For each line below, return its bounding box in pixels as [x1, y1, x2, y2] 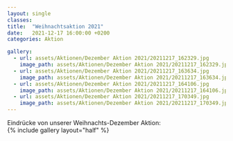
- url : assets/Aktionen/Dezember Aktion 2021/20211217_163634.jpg [13, 67, 209, 75]
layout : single [7, 10, 51, 17]
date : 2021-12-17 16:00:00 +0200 [7, 29, 110, 37]
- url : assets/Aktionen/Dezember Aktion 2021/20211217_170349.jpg [13, 93, 209, 100]
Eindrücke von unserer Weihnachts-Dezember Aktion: [7, 119, 161, 126]
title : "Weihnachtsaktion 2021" [7, 23, 104, 30]
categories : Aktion [7, 36, 64, 43]
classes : [7, 17, 33, 23]
